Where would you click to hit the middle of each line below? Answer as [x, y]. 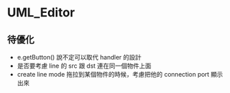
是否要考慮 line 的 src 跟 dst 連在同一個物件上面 [84, 66]
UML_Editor [41, 13]
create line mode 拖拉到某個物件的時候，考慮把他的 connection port [113, 74]
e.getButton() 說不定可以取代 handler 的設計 [79, 57]
